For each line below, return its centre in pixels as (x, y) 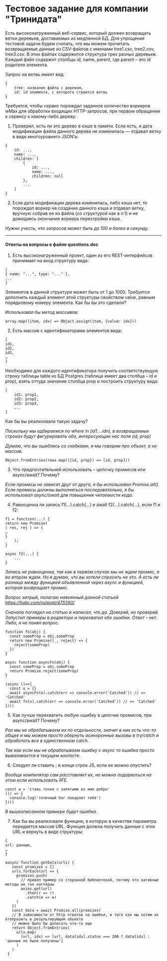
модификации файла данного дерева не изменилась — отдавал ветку (87, 131)
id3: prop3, (26, 403)
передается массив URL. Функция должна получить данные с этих (84, 827)
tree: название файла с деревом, (49, 88)
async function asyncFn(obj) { (38, 663)
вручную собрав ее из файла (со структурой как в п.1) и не (75, 213)
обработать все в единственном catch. (47, 741)
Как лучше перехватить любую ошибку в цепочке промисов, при (82, 715)
